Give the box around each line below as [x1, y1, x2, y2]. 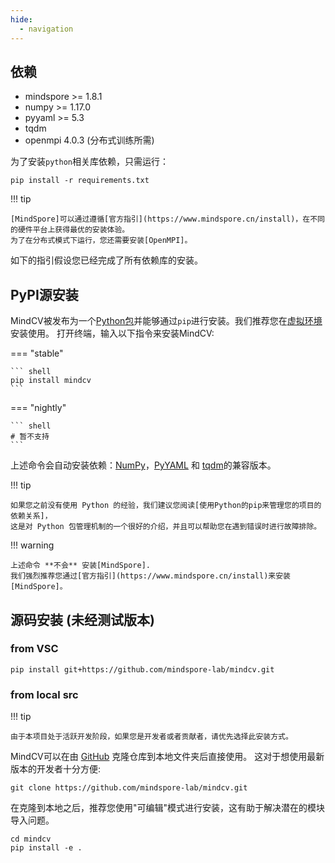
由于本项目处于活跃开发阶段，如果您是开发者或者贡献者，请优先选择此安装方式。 [10, 732, 293, 742]
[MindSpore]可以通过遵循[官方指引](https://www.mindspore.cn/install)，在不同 [10, 214, 325, 225]
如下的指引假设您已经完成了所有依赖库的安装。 [10, 254, 203, 266]
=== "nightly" [10, 402, 67, 414]
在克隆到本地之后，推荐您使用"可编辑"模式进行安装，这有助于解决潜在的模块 [10, 802, 326, 814]
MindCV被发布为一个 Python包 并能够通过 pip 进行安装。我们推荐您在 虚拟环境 [10, 315, 323, 327]
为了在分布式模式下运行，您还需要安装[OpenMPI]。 [10, 236, 193, 246]
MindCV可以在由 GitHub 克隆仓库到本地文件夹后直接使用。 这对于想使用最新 [10, 751, 325, 763]
